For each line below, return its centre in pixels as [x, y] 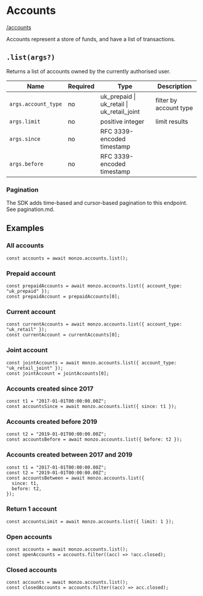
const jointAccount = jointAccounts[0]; [58, 373]
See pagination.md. [31, 209]
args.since [25, 139]
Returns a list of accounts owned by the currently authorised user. [89, 71]
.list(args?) [31, 57]
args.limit [25, 121]
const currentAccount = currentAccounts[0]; [63, 335]
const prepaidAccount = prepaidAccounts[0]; [63, 297]
